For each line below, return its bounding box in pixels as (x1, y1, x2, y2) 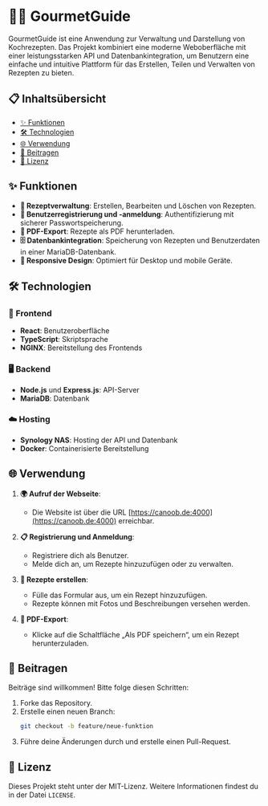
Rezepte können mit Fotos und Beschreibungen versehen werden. (31, 598, 250, 609)
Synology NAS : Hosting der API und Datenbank (19, 435, 178, 445)
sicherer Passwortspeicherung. (19, 218, 124, 227)
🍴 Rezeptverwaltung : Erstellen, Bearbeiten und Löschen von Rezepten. (19, 201, 257, 210)
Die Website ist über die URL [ (31, 507, 132, 517)
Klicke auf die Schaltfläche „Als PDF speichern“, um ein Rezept (31, 629, 239, 639)
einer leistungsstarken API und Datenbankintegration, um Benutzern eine (8, 51, 250, 60)
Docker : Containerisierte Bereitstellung (19, 443, 149, 453)
